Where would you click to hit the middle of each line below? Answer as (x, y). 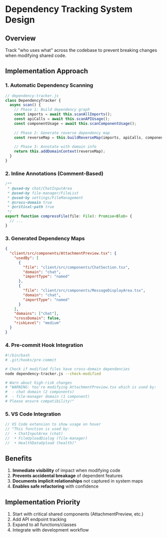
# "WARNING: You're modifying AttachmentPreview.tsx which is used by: (81, 387)
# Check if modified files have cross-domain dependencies (68, 369)
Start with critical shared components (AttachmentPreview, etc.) (78, 514)
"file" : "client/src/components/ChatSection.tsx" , (77, 267)
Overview (21, 38)
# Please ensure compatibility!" (40, 401)
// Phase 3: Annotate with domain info (55, 147)
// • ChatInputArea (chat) (34, 434)
